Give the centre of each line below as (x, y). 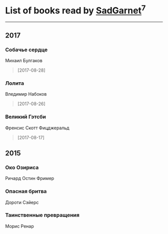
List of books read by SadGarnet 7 (75, 10)
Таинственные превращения (42, 215)
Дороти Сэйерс (22, 202)
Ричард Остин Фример (30, 178)
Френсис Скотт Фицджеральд (37, 128)
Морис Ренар (19, 226)
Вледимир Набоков (26, 94)
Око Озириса (22, 167)
